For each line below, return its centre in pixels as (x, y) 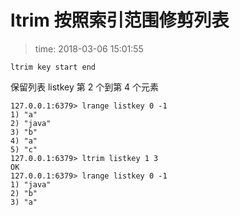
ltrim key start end (53, 67)
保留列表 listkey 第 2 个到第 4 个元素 (85, 87)
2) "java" (31, 123)
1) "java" (31, 184)
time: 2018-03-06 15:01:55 (89, 48)
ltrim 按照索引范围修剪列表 (120, 20)
